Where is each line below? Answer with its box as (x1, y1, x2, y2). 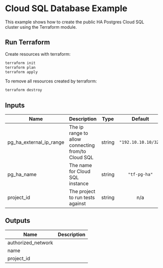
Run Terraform (5, 38, 50, 47)
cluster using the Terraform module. (5, 24, 77, 30)
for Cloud (69, 168, 91, 175)
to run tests (69, 194, 95, 201)
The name (69, 162, 92, 169)
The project (69, 188, 96, 195)
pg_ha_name (7, 171, 37, 178)
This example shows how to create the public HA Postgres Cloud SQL (5, 19, 145, 25)
